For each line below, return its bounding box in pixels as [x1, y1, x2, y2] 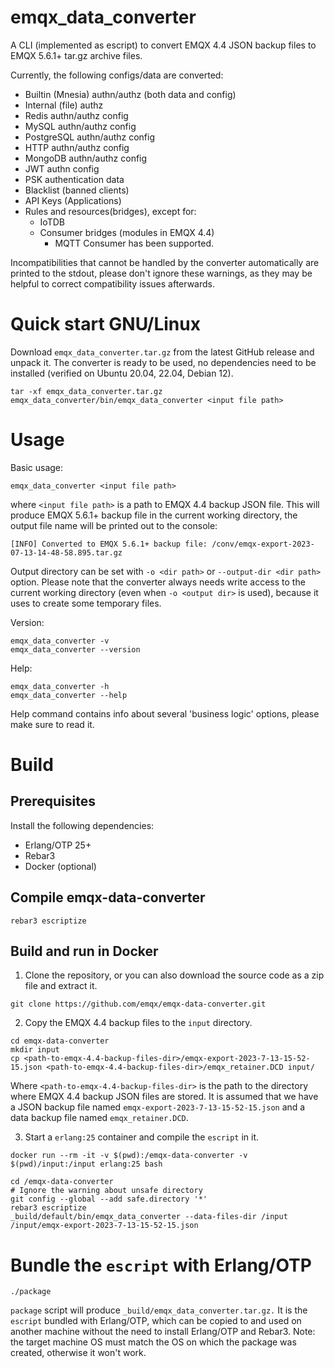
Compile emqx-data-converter [10, 889, 206, 906]
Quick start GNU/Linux [10, 313, 201, 336]
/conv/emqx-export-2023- [211, 539, 315, 549]
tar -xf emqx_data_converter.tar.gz [10, 386, 163, 396]
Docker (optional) [24, 860, 97, 872]
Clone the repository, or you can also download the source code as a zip [24, 969, 325, 981]
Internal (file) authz [24, 99, 104, 111]
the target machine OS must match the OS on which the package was [10, 1336, 297, 1348]
